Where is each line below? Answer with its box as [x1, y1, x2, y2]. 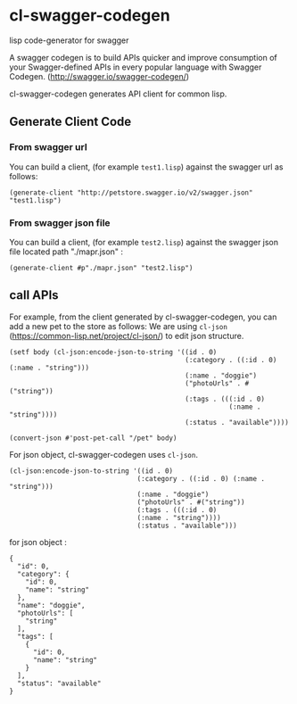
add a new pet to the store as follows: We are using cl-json [9, 320, 227, 331]
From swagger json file [9, 216, 111, 228]
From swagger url [9, 141, 87, 153]
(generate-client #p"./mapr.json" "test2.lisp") [9, 263, 194, 272]
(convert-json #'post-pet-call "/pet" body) [9, 434, 177, 443]
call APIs [9, 287, 60, 303]
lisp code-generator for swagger [9, 35, 129, 46]
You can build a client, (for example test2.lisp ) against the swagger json [9, 236, 279, 247]
